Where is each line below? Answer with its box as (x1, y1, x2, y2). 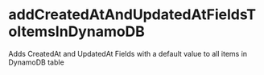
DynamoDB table (8, 57, 64, 67)
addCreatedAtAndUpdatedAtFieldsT (8, 6, 256, 24)
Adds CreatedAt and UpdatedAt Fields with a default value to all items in (8, 49, 248, 58)
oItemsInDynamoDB (8, 22, 145, 41)
